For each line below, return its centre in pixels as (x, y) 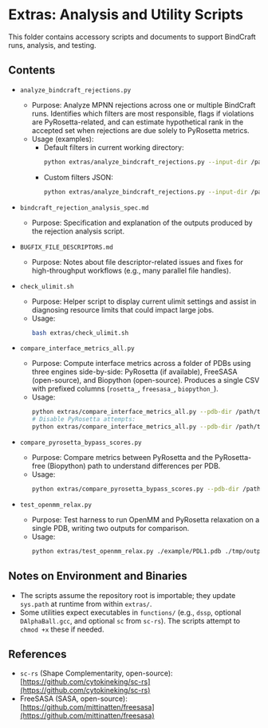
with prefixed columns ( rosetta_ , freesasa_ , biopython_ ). (125, 389)
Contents (32, 71)
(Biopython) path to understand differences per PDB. (134, 466)
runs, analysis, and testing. (53, 45)
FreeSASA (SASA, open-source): (73, 698)
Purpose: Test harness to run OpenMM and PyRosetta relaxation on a (146, 519)
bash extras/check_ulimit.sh (80, 333)
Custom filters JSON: (78, 177)
